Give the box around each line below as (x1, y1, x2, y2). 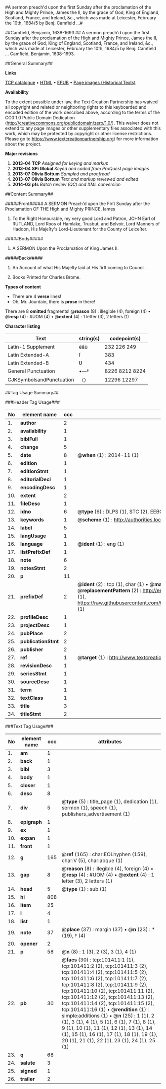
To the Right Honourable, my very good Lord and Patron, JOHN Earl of (12, 216, 156, 221)
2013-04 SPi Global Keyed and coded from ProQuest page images (12, 166, 149, 171)
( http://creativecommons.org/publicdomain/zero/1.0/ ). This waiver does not (5, 120, 159, 126)
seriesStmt (20, 670, 47, 677)
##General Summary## (5, 61, 53, 66)
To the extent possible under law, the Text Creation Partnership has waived (5, 99, 158, 105)
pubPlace (20, 630, 43, 637)
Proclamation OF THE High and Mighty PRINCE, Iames (5, 206, 116, 212)
